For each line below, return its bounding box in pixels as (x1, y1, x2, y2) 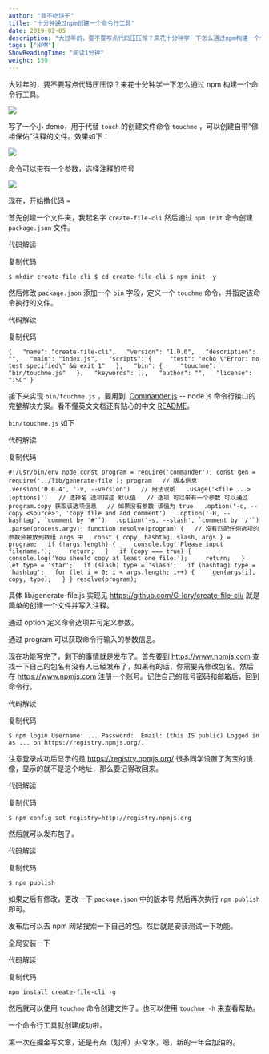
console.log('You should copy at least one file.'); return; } (8, 554, 246, 562)
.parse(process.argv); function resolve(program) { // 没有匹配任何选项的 (8, 524, 259, 533)
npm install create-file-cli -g (8, 987, 116, 996)
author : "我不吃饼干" (8, 11, 74, 20)
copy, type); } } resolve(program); (8, 575, 138, 584)
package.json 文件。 (8, 222, 74, 232)
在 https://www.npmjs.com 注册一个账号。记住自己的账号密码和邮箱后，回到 (8, 671, 260, 681)
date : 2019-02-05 (8, 26, 66, 34)
